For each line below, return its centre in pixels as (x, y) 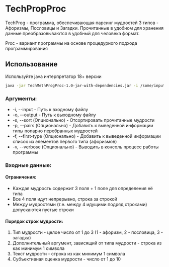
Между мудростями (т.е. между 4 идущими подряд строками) (80, 205)
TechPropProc (36, 9)
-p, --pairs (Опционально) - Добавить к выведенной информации (83, 125)
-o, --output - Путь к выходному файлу (54, 115)
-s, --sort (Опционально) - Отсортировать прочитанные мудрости (83, 120)
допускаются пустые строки (43, 210)
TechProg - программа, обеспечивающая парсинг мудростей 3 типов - (82, 23)
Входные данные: (28, 165)
